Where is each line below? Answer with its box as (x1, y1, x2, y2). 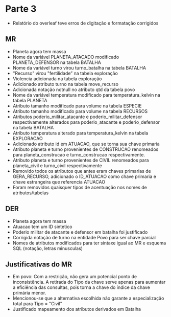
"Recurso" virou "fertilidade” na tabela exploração (12, 70, 118, 76)
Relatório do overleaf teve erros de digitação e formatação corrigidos (12, 20, 159, 26)
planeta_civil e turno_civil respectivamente (12, 162, 102, 169)
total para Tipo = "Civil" (12, 301, 62, 307)
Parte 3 (5, 3, 37, 15)
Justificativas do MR (5, 260, 72, 268)
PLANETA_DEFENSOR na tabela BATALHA (12, 59, 101, 65)
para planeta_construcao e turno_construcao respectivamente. (12, 151, 145, 157)
